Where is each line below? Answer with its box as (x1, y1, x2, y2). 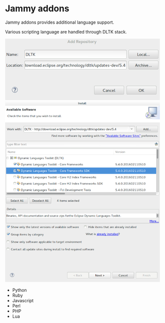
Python (12, 287, 27, 293)
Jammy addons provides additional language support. (5, 19, 114, 25)
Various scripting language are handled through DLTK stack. (5, 29, 127, 35)
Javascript (12, 298, 34, 304)
